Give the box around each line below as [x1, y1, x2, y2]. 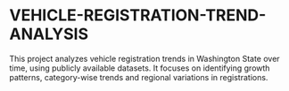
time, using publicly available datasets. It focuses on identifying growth [9, 63, 270, 73]
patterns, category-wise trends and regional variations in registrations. [9, 72, 268, 82]
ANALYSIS [9, 24, 89, 44]
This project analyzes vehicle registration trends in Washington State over [9, 53, 280, 64]
